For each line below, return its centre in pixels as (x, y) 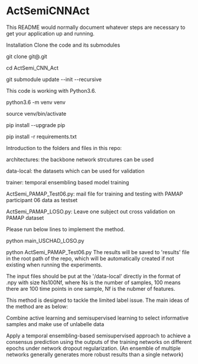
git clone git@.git (27, 56)
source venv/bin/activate (36, 113)
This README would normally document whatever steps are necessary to (96, 27)
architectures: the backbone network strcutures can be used (80, 159)
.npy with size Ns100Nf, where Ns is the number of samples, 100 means (93, 282)
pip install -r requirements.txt (41, 136)
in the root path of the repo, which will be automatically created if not (90, 258)
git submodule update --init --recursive (54, 79)
